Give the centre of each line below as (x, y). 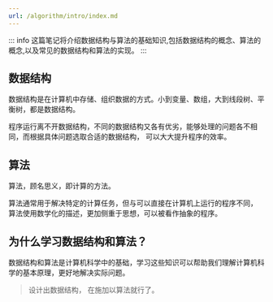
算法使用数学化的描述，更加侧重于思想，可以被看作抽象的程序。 (115, 214)
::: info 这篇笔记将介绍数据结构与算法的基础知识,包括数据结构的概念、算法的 (135, 40)
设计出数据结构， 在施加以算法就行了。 (93, 290)
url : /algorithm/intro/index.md (63, 16)
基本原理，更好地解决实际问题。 (76, 273)
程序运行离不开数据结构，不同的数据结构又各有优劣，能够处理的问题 (122, 127)
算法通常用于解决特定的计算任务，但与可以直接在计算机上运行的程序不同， (133, 203)
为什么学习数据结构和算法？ (78, 242)
